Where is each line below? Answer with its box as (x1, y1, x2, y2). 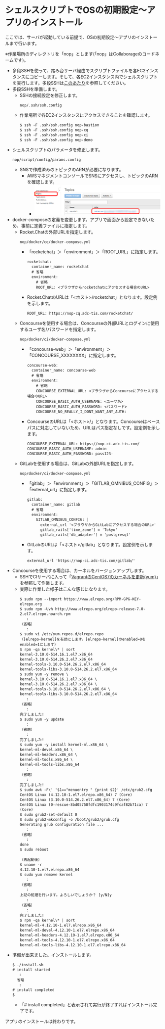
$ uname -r (19, 862, 42, 867)
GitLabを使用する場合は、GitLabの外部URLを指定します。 (19, 461, 136, 467)
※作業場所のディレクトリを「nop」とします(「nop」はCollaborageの (5, 50, 142, 57)
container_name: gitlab (31, 502, 80, 507)
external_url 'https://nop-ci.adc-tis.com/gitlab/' (27, 558, 135, 563)
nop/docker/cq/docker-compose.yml (19, 239, 91, 244)
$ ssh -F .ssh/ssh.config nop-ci (19, 132, 89, 138)
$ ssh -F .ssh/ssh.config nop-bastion (19, 122, 99, 128)
